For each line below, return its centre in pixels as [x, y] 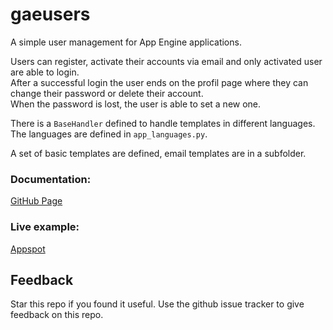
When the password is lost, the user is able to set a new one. [136, 104]
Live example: [45, 227]
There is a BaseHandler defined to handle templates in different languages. [163, 123]
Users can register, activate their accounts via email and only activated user [166, 61]
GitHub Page [36, 201]
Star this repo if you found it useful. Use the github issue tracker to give [157, 304]
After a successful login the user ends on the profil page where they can [159, 82]
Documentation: [51, 179]
